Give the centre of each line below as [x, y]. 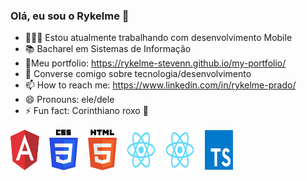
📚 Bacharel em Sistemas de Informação [108, 49]
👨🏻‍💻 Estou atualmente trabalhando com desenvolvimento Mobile [158, 38]
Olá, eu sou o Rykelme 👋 [70, 16]
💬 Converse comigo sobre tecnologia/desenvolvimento [138, 74]
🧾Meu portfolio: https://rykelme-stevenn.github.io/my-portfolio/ [155, 63]
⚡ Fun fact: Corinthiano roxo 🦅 [86, 111]
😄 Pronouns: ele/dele [69, 100]
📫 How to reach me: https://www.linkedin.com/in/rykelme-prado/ [160, 85]
